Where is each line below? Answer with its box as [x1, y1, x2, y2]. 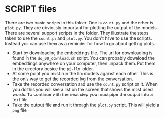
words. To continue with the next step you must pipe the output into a [12, 92, 153, 97]
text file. [12, 96, 29, 102]
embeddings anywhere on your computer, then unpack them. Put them [12, 60, 156, 66]
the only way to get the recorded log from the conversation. [12, 76, 133, 82]
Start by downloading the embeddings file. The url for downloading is [12, 50, 153, 56]
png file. [12, 107, 28, 113]
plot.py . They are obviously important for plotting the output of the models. [5, 24, 158, 30]
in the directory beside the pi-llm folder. [12, 65, 94, 71]
